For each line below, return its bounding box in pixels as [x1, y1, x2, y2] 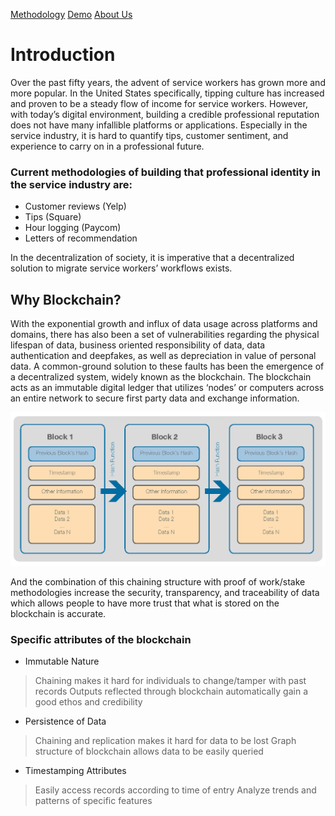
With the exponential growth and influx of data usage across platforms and [10, 318, 318, 330]
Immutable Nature [24, 655, 100, 667]
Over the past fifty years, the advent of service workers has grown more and [10, 76, 326, 88]
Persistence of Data [24, 715, 107, 727]
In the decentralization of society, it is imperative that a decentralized [10, 252, 295, 264]
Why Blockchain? [10, 291, 122, 308]
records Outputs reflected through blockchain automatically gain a [34, 685, 309, 697]
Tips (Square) [24, 211, 82, 223]
